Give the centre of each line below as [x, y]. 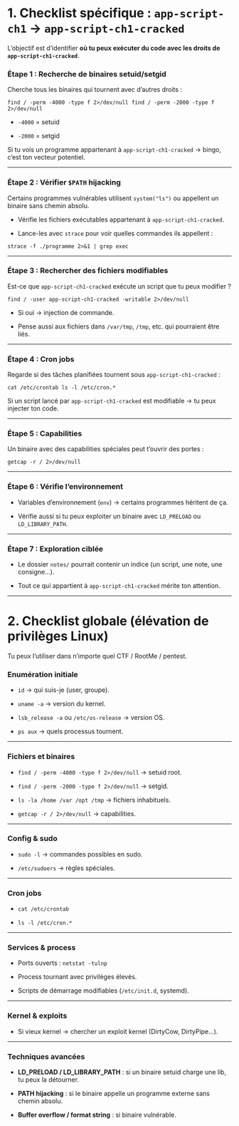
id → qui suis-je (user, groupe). [64, 690]
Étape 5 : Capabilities [45, 434]
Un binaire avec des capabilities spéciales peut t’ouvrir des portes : [106, 449]
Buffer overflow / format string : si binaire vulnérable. [97, 1115]
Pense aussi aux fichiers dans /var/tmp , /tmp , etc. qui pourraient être [118, 326]
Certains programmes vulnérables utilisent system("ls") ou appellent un [113, 198]
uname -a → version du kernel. [62, 704]
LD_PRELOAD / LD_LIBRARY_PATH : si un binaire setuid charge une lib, [122, 1072]
